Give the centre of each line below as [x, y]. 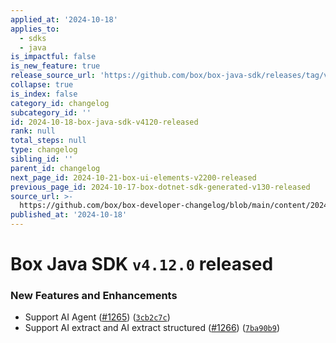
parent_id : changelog [55, 168]
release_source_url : [53, 76]
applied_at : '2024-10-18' [64, 19]
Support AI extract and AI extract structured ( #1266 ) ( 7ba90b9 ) [152, 328]
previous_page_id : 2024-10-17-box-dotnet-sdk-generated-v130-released [160, 187]
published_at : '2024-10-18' [69, 215]
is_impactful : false [53, 57]
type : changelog [44, 150]
